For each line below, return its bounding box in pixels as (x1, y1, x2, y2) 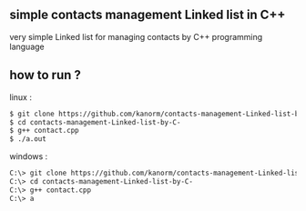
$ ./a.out (9, 135, 47, 144)
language (9, 41, 45, 52)
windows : (9, 151, 48, 162)
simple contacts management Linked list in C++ (9, 7, 286, 23)
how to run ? (9, 67, 82, 83)
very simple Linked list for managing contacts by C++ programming (9, 31, 263, 42)
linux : (9, 91, 32, 103)
